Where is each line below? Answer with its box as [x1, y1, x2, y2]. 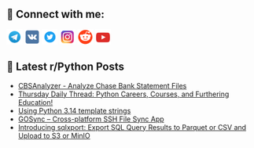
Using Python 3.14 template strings [17, 106, 131, 115]
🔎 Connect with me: [6, 8, 105, 21]
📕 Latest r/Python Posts [6, 60, 125, 74]
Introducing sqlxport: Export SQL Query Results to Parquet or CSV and [17, 122, 247, 132]
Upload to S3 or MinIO [17, 131, 90, 140]
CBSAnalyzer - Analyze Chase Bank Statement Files [17, 81, 187, 90]
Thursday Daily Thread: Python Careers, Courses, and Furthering [17, 89, 230, 99]
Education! [17, 97, 53, 106]
